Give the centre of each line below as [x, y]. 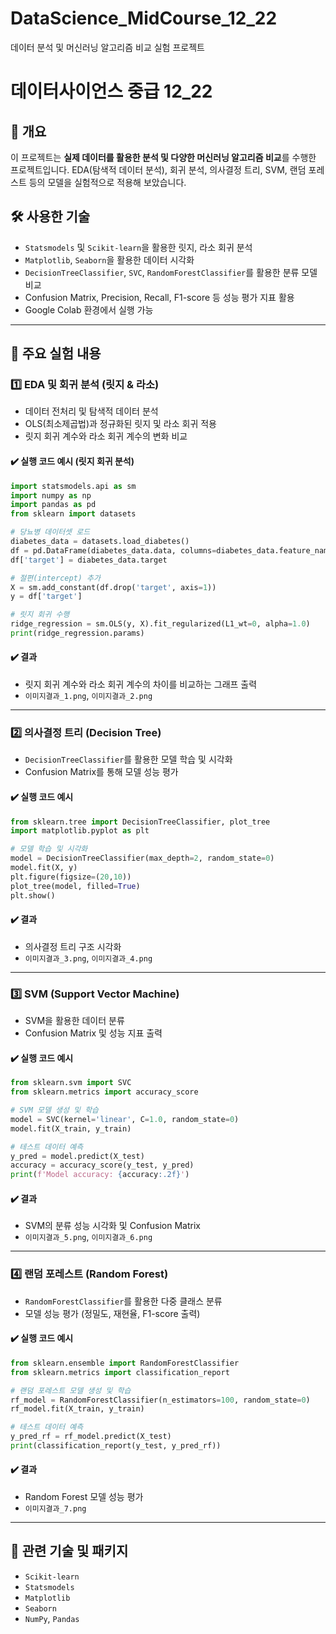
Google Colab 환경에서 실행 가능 [89, 309]
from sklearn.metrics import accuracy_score [104, 1092]
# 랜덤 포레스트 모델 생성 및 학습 [71, 1390]
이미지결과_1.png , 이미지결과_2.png [88, 696]
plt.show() [33, 895]
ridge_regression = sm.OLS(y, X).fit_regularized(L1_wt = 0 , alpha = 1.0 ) [160, 624]
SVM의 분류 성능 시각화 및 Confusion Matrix [112, 1226]
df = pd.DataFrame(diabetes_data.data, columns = [113, 550]
